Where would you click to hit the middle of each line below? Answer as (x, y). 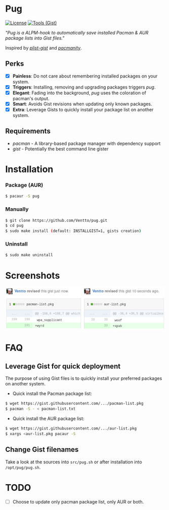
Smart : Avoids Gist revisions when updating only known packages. (82, 104)
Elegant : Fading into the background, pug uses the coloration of (79, 93)
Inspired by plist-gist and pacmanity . (44, 48)
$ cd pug (14, 226)
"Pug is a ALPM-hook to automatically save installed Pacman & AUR (77, 32)
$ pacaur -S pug (22, 196)
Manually (17, 209)
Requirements (28, 131)
